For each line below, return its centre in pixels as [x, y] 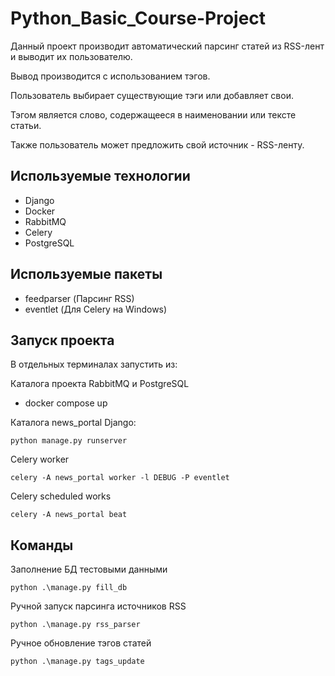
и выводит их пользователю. [71, 56]
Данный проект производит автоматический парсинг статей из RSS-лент [167, 46]
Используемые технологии [100, 176]
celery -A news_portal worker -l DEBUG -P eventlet [120, 478]
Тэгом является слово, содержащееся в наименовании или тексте [153, 114]
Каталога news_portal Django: [73, 423]
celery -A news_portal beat [69, 515]
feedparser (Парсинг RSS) [79, 298]
